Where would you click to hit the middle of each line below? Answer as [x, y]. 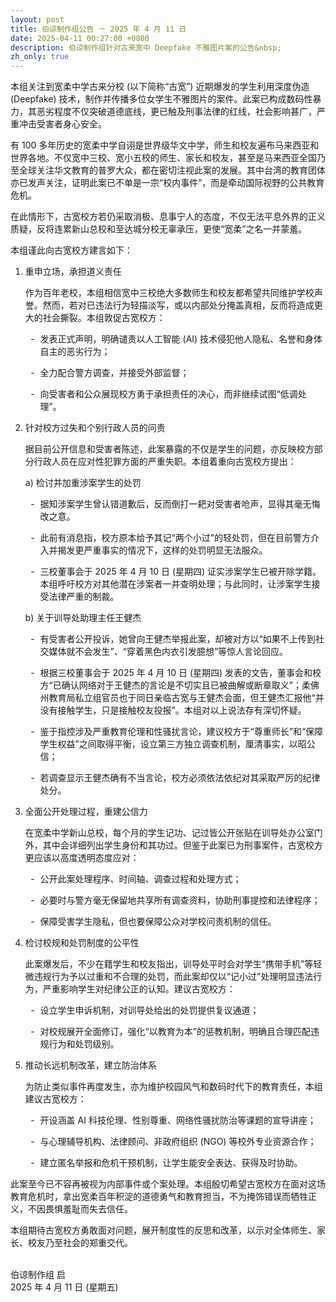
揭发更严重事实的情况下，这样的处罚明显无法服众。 [162, 550]
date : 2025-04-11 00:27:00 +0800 [80, 38]
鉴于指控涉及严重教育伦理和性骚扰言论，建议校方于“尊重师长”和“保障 [181, 732]
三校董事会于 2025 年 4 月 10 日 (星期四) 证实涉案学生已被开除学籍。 [180, 572]
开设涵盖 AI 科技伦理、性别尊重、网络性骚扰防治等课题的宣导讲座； [178, 1120]
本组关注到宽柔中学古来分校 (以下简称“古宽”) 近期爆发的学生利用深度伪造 [160, 87]
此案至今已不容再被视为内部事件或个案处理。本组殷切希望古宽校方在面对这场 [168, 1184]
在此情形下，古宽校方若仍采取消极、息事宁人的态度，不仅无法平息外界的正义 [168, 217]
